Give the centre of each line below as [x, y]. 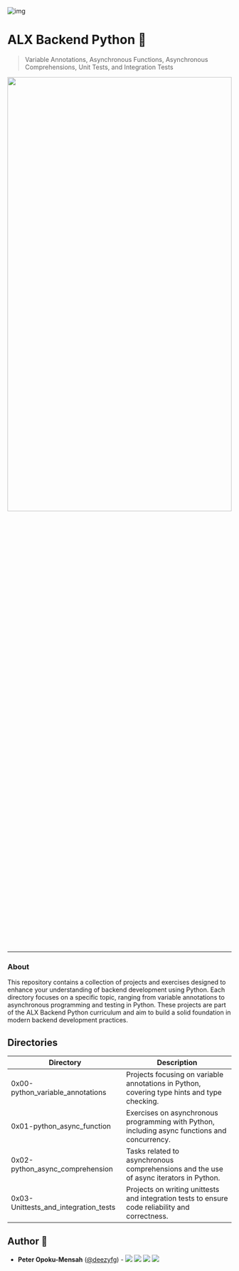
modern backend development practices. [68, 1020]
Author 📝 [27, 1241]
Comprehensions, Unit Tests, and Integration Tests [99, 67]
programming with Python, [170, 1122]
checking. [142, 1101]
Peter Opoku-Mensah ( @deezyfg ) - [71, 1259]
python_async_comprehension [62, 1169]
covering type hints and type [174, 1092]
